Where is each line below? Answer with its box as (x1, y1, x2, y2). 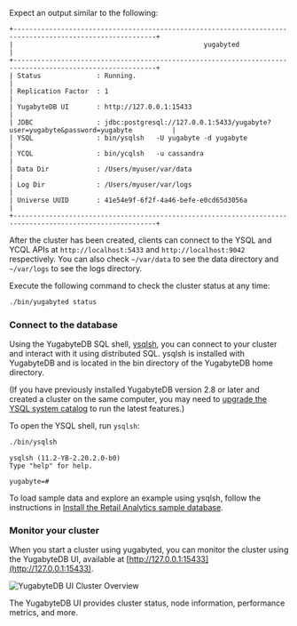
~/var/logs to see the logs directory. (9, 263, 143, 274)
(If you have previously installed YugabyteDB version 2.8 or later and (9, 384, 260, 395)
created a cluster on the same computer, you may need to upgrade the (9, 394, 268, 405)
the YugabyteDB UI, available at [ (9, 554, 130, 565)
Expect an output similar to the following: (9, 8, 159, 18)
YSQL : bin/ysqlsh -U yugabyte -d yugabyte (17, 133, 248, 142)
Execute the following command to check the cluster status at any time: (9, 280, 270, 291)
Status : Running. (17, 71, 137, 80)
